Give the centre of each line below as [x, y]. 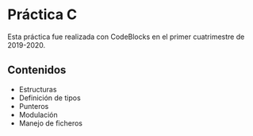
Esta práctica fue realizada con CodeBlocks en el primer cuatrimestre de [126, 37]
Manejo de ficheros [50, 123]
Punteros [34, 106]
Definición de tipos [50, 98]
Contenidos [37, 70]
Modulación [38, 115]
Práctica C [42, 15]
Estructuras [38, 89]
